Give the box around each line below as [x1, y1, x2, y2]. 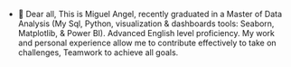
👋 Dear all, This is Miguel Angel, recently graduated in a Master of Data [17, 9, 283, 19]
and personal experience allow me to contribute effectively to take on [17, 37, 277, 48]
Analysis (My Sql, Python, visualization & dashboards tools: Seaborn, [17, 18, 275, 29]
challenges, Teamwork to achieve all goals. [17, 47, 179, 58]
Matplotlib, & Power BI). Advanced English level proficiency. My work [17, 28, 276, 38]
